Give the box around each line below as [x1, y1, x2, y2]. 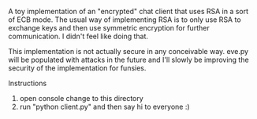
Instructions [8, 78, 47, 88]
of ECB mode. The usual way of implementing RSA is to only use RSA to [8, 15, 242, 24]
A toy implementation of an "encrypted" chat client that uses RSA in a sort [8, 7, 249, 16]
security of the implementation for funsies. [8, 63, 147, 73]
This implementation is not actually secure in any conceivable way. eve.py [8, 47, 249, 56]
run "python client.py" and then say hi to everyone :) [19, 102, 191, 111]
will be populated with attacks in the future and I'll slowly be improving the [8, 55, 250, 64]
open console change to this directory [19, 94, 143, 103]
